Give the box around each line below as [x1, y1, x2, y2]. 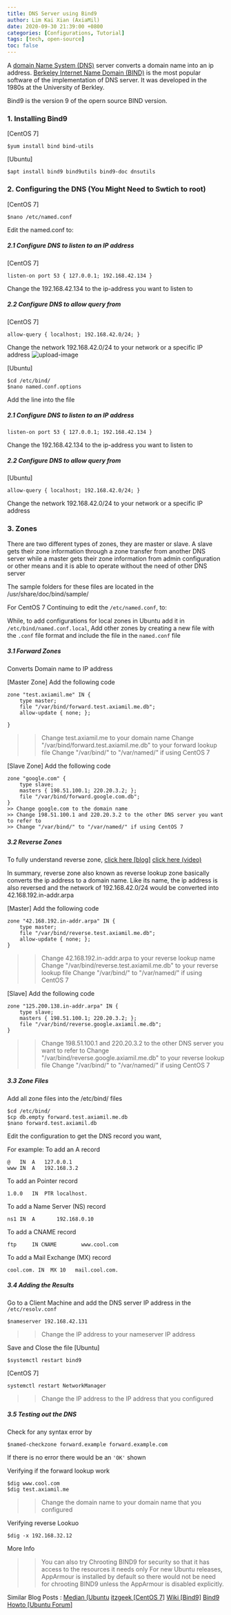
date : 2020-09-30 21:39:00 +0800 [7, 23, 103, 30]
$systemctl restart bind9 [7, 1357, 81, 1363]
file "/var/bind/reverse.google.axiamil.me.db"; [19, 1021, 162, 1028]
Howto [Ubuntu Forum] [7, 1600, 73, 1609]
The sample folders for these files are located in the [7, 582, 154, 591]
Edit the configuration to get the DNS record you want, [7, 1131, 162, 1140]
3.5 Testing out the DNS [7, 1410, 77, 1419]
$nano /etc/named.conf [7, 214, 72, 220]
